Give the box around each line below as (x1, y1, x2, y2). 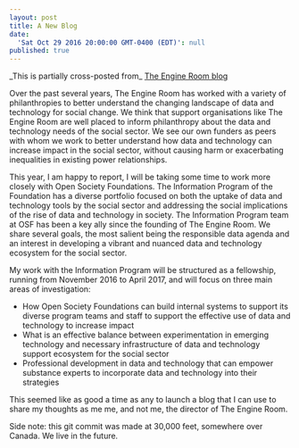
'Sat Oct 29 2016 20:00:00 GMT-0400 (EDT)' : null (17, 37, 205, 47)
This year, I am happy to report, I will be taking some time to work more (9, 171, 270, 183)
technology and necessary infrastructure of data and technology (21, 339, 261, 350)
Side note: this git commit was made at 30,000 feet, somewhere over (9, 421, 263, 432)
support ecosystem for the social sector (21, 349, 170, 360)
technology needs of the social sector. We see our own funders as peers (9, 126, 277, 137)
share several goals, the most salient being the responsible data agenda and (9, 228, 290, 239)
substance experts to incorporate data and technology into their (21, 368, 258, 378)
